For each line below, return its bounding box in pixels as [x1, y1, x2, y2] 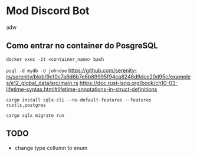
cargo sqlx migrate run [6, 112, 65, 119]
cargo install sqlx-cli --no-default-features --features [6, 97, 152, 103]
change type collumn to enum [14, 144, 87, 151]
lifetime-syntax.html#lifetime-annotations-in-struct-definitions [6, 86, 157, 93]
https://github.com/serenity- [68, 67, 137, 74]
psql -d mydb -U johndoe [6, 68, 67, 74]
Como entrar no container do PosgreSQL [6, 41, 158, 51]
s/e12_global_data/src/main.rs [6, 79, 78, 86]
